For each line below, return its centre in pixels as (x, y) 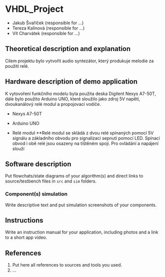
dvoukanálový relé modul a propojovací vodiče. (53, 104)
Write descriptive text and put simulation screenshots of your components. (81, 205)
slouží (18, 148)
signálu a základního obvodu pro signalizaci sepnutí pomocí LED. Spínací (86, 138)
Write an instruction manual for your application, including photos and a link (82, 232)
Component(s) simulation (36, 194)
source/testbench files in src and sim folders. (51, 181)
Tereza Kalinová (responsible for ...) (48, 28)
